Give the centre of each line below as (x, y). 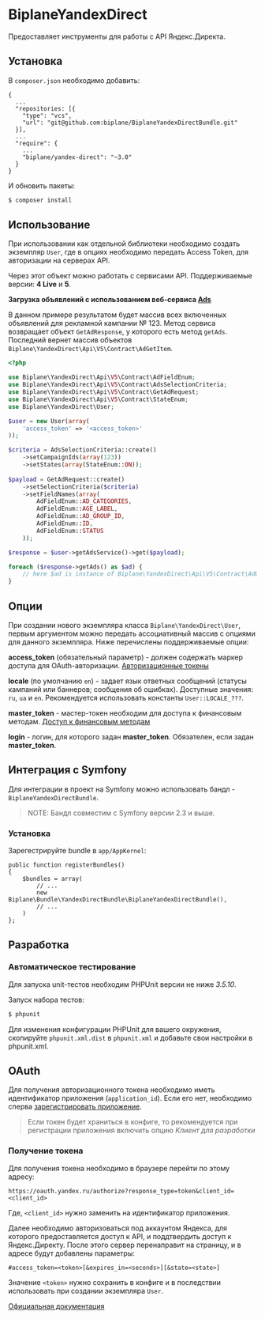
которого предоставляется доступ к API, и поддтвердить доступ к (120, 1236)
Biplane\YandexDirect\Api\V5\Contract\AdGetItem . (91, 349)
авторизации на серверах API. (59, 261)
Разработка (39, 945)
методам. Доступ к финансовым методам (79, 722)
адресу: (21, 1177)
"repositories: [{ (46, 108)
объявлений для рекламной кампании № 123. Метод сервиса (112, 323)
